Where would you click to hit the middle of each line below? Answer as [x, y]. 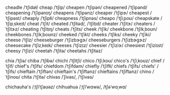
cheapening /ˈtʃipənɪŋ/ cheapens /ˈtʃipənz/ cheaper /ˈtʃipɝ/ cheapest [77, 13]
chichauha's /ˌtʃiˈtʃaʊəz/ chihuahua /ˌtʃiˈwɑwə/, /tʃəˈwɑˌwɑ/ [66, 87]
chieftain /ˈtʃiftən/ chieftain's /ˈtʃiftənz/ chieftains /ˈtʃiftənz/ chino [84, 72]
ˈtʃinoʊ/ [13, 77]
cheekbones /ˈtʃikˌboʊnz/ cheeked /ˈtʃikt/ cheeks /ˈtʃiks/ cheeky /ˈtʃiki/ [78, 34]
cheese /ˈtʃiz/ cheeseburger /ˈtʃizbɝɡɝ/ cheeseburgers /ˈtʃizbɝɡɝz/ [76, 40]
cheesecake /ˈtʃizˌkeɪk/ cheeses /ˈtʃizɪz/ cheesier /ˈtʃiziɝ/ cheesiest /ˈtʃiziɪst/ [84, 45]
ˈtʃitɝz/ [12, 29]
